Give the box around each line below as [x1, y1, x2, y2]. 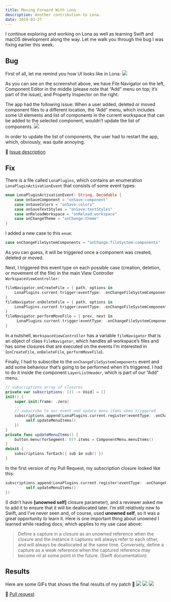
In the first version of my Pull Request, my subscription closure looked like [5, 465, 160, 471]
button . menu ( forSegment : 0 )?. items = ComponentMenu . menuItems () [14, 437, 154, 442]
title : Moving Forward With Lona [5, 7, 76, 13]
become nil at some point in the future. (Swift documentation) [17, 552, 147, 559]
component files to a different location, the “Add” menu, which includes [5, 107, 155, 113]
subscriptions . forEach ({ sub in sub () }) [14, 451, 103, 457]
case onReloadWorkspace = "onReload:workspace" [14, 211, 117, 217]
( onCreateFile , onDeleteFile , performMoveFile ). [5, 348, 104, 355]
